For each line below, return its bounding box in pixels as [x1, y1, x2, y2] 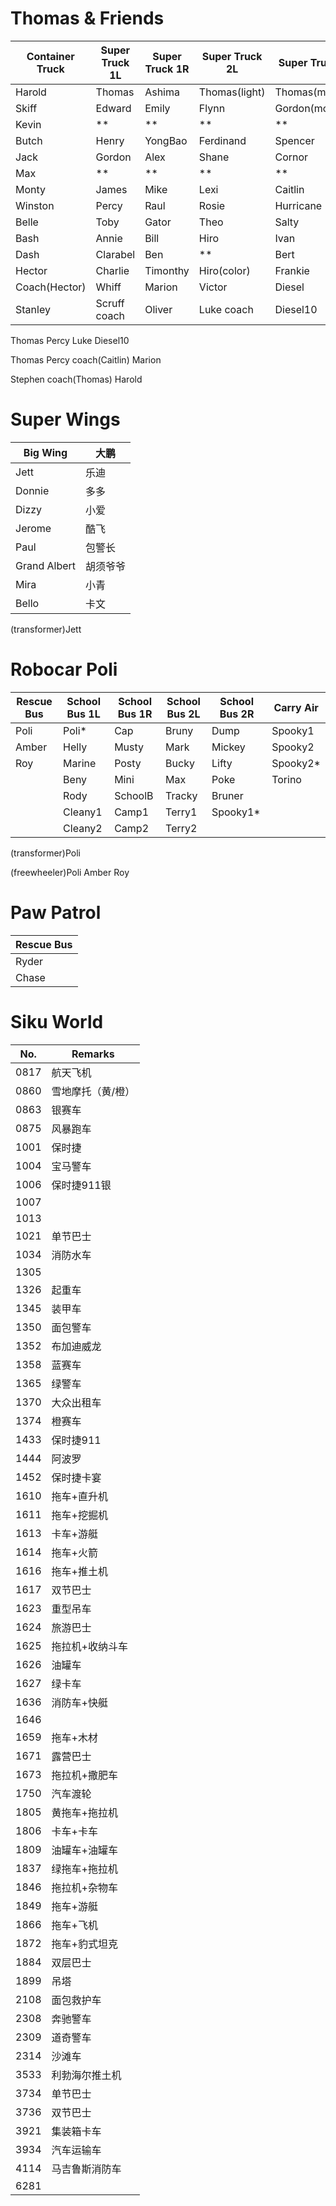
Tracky [165, 788, 198, 802]
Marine [63, 756, 97, 770]
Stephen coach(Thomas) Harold [10, 373, 143, 385]
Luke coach [198, 302, 254, 316]
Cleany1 [63, 805, 103, 819]
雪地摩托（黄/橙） [51, 1084, 136, 1098]
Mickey [211, 740, 246, 754]
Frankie [274, 263, 310, 277]
